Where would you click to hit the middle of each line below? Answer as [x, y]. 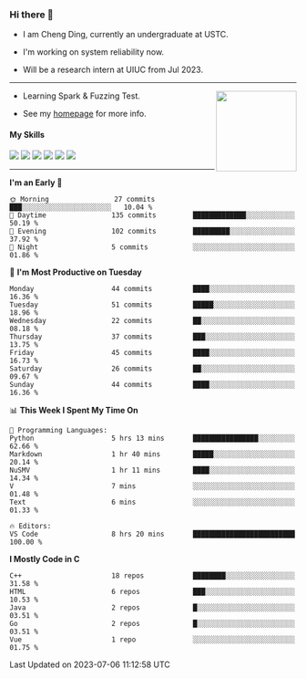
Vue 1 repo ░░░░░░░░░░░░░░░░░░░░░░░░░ [153, 639]
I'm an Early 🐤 [36, 183]
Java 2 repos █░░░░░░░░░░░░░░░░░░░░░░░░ [153, 607]
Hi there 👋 [32, 15]
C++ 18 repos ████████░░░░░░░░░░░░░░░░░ [153, 575]
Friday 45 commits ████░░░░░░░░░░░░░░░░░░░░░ [153, 352]
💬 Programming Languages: [58, 430]
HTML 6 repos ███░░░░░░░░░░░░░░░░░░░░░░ [153, 591]
